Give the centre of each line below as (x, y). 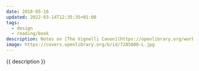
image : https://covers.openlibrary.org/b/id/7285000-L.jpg (81, 45)
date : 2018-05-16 (28, 12)
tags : (13, 22)
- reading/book (30, 34)
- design (22, 28)
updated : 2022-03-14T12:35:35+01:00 (51, 17)
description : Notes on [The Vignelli (53, 39)
